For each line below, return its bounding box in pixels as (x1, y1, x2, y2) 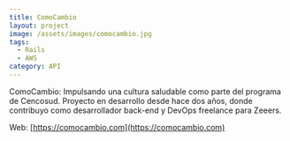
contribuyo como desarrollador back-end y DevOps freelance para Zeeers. (9, 105, 282, 115)
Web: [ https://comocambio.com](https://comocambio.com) (9, 122, 225, 132)
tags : (9, 37, 29, 47)
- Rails (17, 46, 46, 55)
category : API (9, 63, 62, 71)
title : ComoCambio (9, 12, 77, 22)
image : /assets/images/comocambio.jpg (9, 29, 152, 38)
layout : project (9, 21, 69, 30)
